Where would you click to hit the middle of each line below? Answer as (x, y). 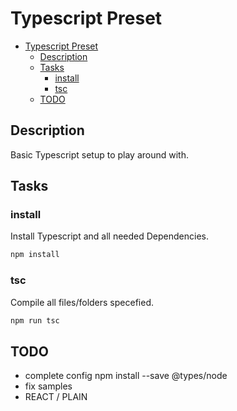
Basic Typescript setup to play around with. (99, 154)
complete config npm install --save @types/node (126, 376)
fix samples (48, 386)
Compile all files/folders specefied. (82, 302)
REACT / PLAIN (56, 397)
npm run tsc (35, 320)
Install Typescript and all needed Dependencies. (110, 236)
